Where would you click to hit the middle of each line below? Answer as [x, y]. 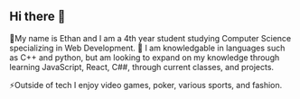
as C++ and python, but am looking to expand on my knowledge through [145, 57]
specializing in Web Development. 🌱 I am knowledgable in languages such [147, 48]
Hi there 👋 [37, 17]
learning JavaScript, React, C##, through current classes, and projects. [141, 67]
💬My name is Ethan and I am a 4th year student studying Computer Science [150, 38]
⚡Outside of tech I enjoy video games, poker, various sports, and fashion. [146, 85]
